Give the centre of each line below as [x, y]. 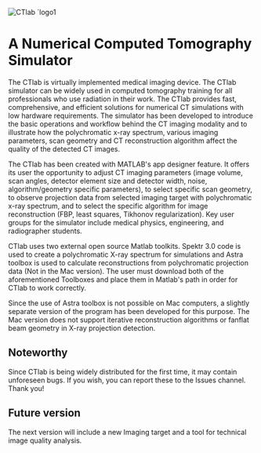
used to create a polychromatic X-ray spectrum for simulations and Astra [126, 254]
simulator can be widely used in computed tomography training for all [120, 90]
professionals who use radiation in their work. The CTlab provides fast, [122, 99]
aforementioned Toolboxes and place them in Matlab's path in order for [123, 279]
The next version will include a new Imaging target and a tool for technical [127, 432]
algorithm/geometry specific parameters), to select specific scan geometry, [130, 189]
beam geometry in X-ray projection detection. [82, 328]
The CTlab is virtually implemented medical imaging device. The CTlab [122, 82]
